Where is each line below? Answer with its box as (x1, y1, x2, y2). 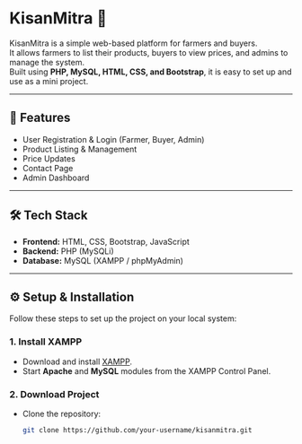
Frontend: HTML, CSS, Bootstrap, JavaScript (22, 236, 191, 247)
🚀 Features (9, 110, 71, 126)
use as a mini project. (9, 75, 89, 86)
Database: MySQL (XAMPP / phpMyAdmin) (22, 255, 184, 266)
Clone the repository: (22, 408, 102, 419)
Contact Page (22, 162, 74, 173)
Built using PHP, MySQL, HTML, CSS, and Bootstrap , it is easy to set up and (9, 66, 292, 77)
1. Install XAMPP (9, 335, 83, 348)
